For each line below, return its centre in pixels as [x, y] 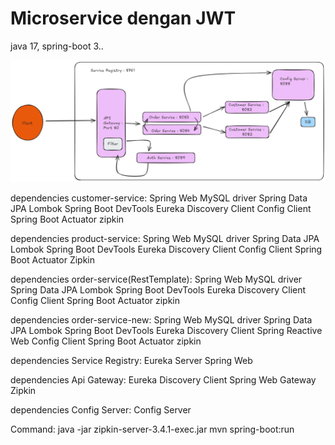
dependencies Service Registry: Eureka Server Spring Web [131, 360]
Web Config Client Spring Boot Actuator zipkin [106, 341]
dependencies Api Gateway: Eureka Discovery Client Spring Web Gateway [163, 379]
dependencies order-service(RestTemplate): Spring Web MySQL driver [156, 279]
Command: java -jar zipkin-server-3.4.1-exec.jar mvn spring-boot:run [152, 429]
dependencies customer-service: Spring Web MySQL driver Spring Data [159, 198]
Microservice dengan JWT [123, 18]
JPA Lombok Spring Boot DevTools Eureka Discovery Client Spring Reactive [166, 330]
